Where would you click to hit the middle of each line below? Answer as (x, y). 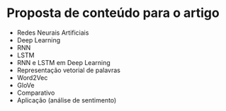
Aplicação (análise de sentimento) (67, 100)
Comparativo (36, 93)
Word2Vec (32, 77)
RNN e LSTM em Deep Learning (63, 62)
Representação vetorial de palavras (69, 70)
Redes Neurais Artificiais (53, 33)
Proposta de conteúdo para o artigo (113, 13)
